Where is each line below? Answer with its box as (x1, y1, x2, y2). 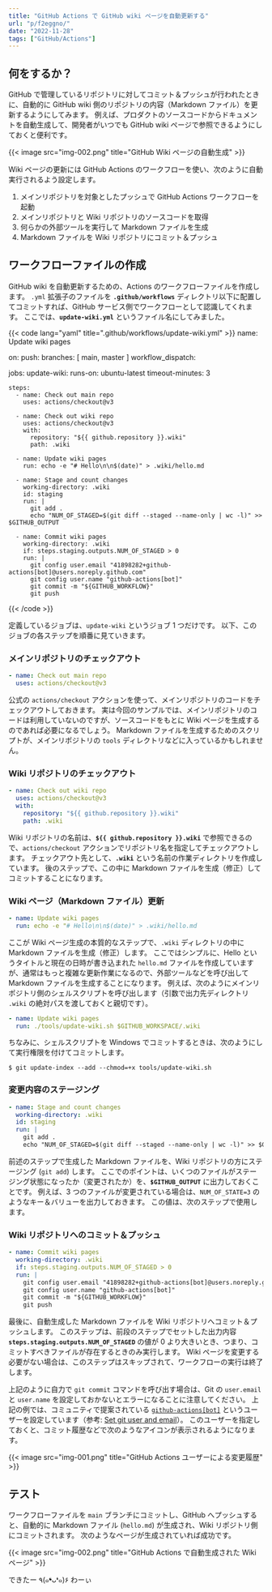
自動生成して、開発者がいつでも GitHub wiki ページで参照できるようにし (22, 120, 263, 130)
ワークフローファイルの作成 (8, 259, 147, 272)
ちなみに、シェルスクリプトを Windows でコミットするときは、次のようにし (8, 1038, 263, 1047)
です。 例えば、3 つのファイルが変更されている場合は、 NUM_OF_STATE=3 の (15, 1187, 261, 1196)
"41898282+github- (109, 561, 172, 569)
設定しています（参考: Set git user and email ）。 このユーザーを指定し (29, 1415, 261, 1425)
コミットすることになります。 (8, 873, 108, 883)
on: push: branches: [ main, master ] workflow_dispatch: (8, 352, 197, 362)
